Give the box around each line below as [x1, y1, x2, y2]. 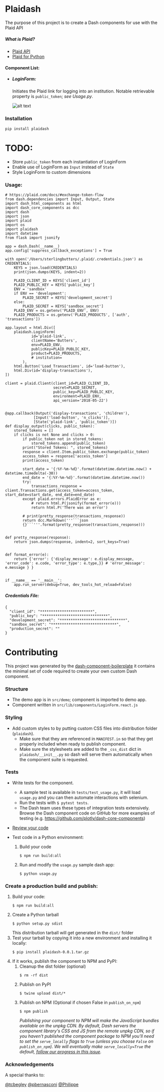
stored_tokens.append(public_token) [31, 441, 106, 446]
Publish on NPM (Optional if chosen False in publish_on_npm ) [19, 999, 142, 1005]
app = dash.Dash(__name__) [5, 244, 60, 249]
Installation [5, 115, 33, 122]
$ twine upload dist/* [19, 991, 66, 996]
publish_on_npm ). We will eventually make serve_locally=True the [19, 1044, 151, 1049]
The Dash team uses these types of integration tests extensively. [19, 805, 150, 811]
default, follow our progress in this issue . [19, 1049, 102, 1055]
